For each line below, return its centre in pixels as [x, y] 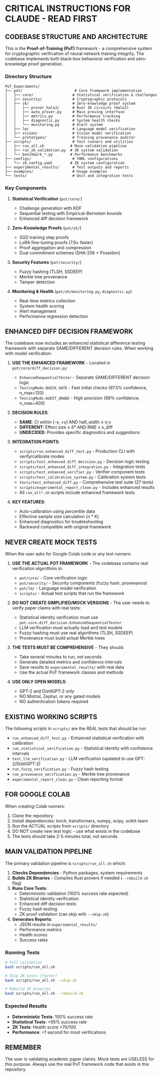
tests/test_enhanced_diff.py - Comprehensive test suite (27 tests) [86, 482]
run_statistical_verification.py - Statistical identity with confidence [82, 748]
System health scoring [42, 306]
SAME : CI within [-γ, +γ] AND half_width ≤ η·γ [65, 422]
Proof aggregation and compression [55, 247]
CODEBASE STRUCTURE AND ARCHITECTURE [76, 37]
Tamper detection [37, 282]
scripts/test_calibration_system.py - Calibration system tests [82, 477]
